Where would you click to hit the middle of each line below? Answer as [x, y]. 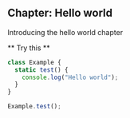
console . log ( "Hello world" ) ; [70, 77]
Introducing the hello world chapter [65, 32]
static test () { [41, 70]
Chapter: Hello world [60, 13]
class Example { [34, 62]
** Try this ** [29, 48]
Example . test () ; [34, 107]
